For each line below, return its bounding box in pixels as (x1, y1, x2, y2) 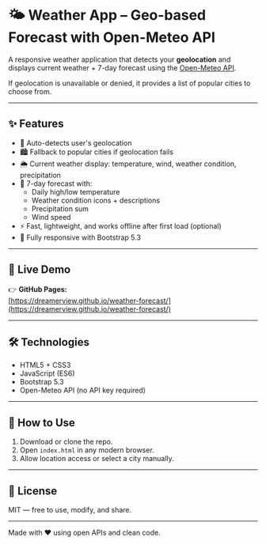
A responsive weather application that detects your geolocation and (8, 55, 231, 64)
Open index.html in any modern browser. (19, 445, 154, 455)
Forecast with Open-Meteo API (8, 28, 216, 47)
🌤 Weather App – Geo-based (8, 6, 207, 25)
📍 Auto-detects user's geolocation (19, 138, 132, 147)
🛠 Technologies (8, 335, 89, 349)
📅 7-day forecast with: (19, 179, 93, 188)
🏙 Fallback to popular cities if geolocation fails (19, 147, 174, 157)
